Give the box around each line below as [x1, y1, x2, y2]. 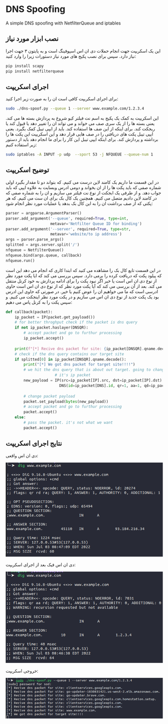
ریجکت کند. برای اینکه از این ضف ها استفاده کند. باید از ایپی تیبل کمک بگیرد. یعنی [5, 126, 155, 132]
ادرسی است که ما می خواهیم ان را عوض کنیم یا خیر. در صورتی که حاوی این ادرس [5, 288, 159, 294]
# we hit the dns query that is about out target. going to [23, 367, 151, 372]
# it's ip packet [54, 372, 91, 378]
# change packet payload [23, 393, 75, 398]
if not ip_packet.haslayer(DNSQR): [14, 325, 89, 330]
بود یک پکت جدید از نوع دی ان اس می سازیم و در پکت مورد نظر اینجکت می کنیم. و [5, 293, 159, 299]
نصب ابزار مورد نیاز [5, 34, 59, 43]
